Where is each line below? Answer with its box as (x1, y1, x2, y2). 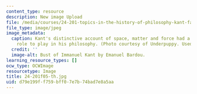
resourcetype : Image (6, 68, 57, 74)
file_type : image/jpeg (6, 25, 62, 31)
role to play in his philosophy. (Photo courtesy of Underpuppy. (16, 41, 180, 47)
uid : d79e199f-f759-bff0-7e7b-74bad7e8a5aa (6, 79, 114, 85)
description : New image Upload (6, 14, 83, 20)
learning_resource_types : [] (6, 57, 77, 63)
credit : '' (11, 47, 38, 53)
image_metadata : (6, 30, 46, 36)
